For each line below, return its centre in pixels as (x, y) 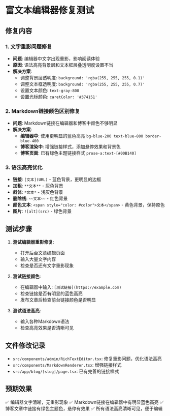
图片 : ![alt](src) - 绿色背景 (42, 211)
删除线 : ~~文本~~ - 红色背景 (40, 198)
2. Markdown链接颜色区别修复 (43, 111)
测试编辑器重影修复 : (33, 242)
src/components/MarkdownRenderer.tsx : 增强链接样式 (67, 365)
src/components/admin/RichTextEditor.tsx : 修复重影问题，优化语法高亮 (87, 359)
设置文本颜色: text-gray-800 (50, 90)
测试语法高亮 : (27, 311)
